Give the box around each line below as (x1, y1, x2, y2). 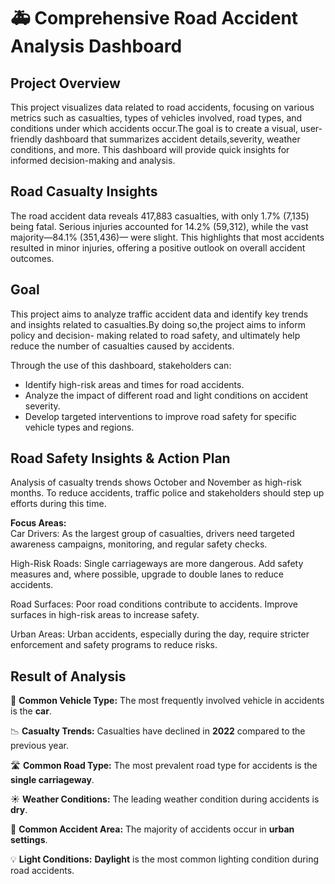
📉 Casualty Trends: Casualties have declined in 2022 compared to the (10, 725, 306, 737)
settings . (10, 834, 48, 846)
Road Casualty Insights (10, 183, 158, 200)
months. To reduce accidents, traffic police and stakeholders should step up (10, 487, 325, 499)
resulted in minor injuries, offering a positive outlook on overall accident (10, 241, 306, 254)
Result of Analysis (10, 668, 127, 685)
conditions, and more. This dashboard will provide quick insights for (10, 144, 290, 155)
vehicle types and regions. (24, 421, 135, 433)
